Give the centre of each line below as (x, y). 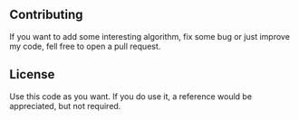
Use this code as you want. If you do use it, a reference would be (130, 96)
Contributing (46, 15)
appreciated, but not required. (65, 106)
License (32, 74)
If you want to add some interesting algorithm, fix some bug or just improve (149, 36)
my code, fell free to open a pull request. (85, 46)
